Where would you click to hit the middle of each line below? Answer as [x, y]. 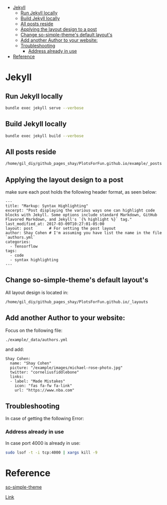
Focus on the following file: [34, 330]
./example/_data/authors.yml [36, 340]
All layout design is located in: [37, 292]
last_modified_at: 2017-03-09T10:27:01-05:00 [55, 224]
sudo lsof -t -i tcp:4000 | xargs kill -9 [51, 452]
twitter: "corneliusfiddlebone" [45, 372]
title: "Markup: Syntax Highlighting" [47, 206]
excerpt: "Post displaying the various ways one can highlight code [80, 211]
